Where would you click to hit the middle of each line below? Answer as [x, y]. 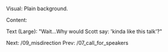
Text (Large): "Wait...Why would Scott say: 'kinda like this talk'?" [84, 31]
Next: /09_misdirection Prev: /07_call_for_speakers [67, 43]
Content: [17, 20]
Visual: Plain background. [37, 9]
